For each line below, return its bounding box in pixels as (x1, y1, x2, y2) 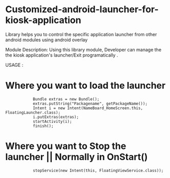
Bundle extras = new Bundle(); (32, 96, 100, 101)
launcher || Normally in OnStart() (5, 151, 148, 163)
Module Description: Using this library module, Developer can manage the (5, 46, 162, 53)
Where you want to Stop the (5, 140, 126, 152)
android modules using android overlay (5, 37, 88, 43)
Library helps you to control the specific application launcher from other (5, 31, 157, 37)
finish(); (32, 123, 54, 129)
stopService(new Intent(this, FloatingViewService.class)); (32, 168, 164, 173)
